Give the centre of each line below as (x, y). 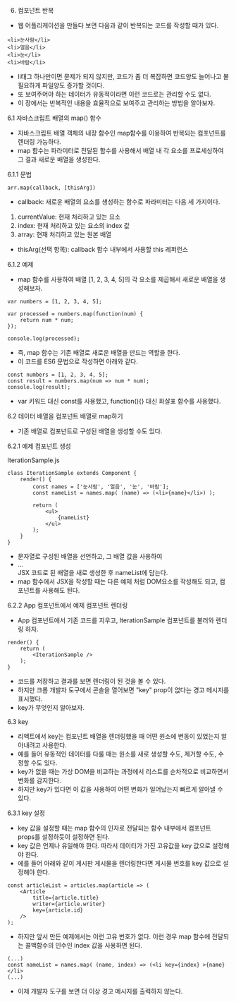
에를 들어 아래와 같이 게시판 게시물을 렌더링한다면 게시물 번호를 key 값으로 (119, 863)
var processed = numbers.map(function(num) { (75, 314)
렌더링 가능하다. (39, 142)
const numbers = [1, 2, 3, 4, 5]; (58, 375)
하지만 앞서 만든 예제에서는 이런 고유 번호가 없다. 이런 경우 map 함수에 (114, 936)
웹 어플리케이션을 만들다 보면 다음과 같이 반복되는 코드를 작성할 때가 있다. (118, 25)
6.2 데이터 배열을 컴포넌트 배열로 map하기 (65, 416)
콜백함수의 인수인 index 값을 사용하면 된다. (84, 945)
